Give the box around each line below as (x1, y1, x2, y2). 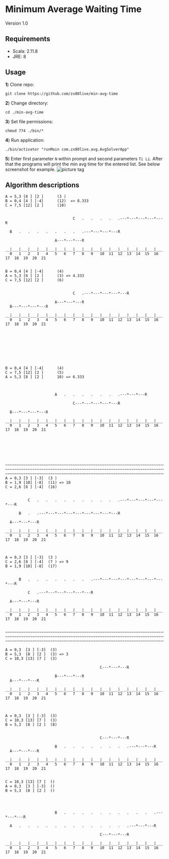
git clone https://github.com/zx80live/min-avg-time (5, 91, 118, 96)
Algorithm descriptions (5, 181, 79, 189)
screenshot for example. (5, 166, 56, 172)
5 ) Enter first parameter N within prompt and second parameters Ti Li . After (5, 155, 163, 161)
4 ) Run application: (5, 137, 45, 143)
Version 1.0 (5, 20, 28, 26)
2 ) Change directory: (5, 100, 49, 106)
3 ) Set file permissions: (5, 118, 53, 124)
